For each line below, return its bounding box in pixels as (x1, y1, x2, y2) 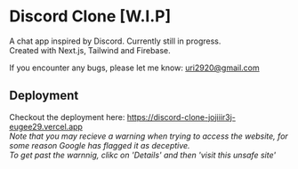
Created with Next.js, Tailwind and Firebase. (9, 44, 171, 55)
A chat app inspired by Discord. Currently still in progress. (9, 36, 221, 46)
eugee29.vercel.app (9, 121, 83, 132)
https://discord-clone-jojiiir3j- (126, 111, 236, 122)
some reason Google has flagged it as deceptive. (9, 140, 190, 150)
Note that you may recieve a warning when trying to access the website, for (9, 131, 289, 141)
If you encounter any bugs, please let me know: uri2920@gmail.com (9, 62, 260, 73)
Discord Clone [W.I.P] (9, 6, 172, 27)
